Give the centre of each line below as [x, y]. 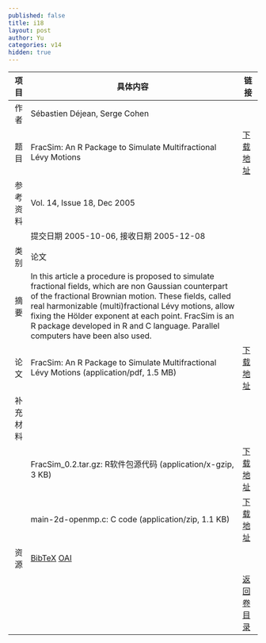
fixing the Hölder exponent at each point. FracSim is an [133, 316]
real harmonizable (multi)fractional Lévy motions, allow [133, 306]
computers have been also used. [91, 336]
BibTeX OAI [51, 558]
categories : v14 [35, 45]
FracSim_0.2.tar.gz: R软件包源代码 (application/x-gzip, [133, 464]
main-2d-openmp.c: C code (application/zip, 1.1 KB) [130, 519]
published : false [37, 15]
